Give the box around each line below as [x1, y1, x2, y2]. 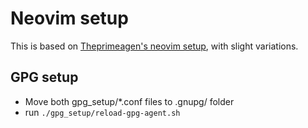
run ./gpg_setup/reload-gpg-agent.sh [24, 106, 181, 118]
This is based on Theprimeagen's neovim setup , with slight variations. [10, 40, 299, 52]
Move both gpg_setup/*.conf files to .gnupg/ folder [24, 95, 235, 107]
